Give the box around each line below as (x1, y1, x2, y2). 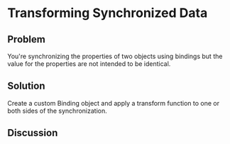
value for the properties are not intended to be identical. (7, 60, 171, 68)
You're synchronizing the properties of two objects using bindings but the (7, 52, 223, 60)
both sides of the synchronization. (7, 106, 108, 115)
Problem (7, 33, 46, 45)
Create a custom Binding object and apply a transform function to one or (7, 99, 220, 107)
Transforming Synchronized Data (7, 5, 208, 21)
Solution (7, 80, 45, 92)
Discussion (7, 127, 58, 139)
